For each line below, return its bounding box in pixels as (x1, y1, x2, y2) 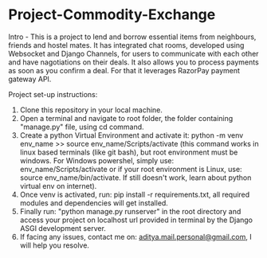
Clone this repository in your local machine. (19, 105, 163, 115)
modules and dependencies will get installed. (19, 197, 169, 208)
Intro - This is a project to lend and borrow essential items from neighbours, (8, 32, 257, 41)
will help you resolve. (19, 240, 90, 250)
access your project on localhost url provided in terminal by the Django (19, 215, 253, 225)
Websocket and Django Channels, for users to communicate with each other (8, 49, 259, 58)
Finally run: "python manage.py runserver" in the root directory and (19, 206, 241, 216)
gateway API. (8, 74, 52, 84)
